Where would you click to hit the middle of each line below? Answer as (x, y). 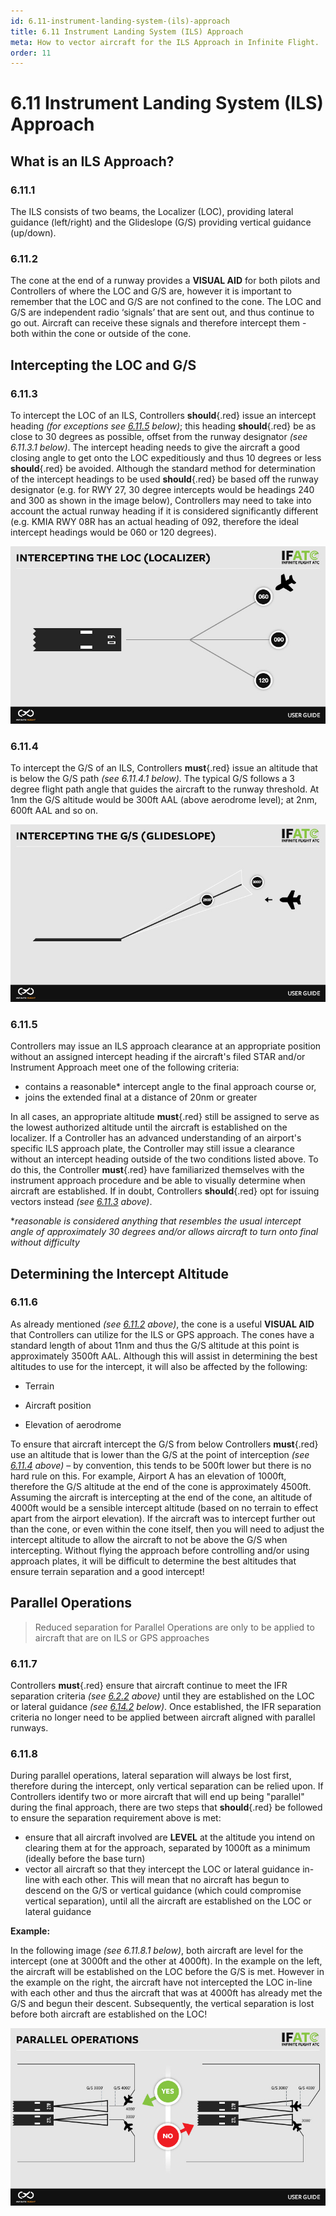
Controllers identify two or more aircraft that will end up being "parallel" (157, 1797)
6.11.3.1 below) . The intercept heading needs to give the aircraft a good (155, 447)
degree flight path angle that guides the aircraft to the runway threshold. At (165, 789)
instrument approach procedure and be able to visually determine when (158, 1181)
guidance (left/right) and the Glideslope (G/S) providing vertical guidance (161, 222)
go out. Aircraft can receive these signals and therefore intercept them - (158, 323)
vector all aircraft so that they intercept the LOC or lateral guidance (162, 1869)
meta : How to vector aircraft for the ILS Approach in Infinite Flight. (165, 42)
